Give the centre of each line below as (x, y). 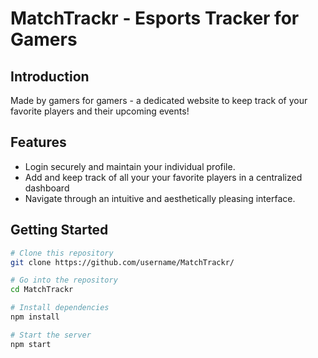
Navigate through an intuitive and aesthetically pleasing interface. (160, 198)
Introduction (50, 76)
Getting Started (59, 230)
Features (38, 142)
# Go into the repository (64, 280)
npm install (35, 317)
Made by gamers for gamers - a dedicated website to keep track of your (159, 100)
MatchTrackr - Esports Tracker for (155, 18)
